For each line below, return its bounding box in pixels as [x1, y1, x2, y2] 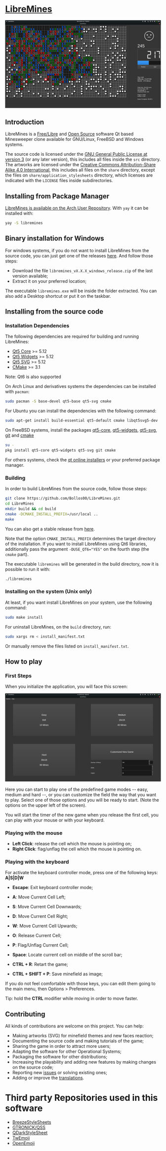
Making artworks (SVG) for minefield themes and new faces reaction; [12, 1033, 154, 1039]
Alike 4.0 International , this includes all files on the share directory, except [5, 167, 155, 173]
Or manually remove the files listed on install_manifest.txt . [5, 643, 129, 649]
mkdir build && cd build [5, 506, 56, 512]
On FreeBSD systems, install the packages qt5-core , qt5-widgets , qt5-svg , [5, 427, 157, 433]
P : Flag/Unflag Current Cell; [12, 942, 69, 948]
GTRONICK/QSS [12, 1125, 46, 1131]
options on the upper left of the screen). [5, 802, 86, 808]
